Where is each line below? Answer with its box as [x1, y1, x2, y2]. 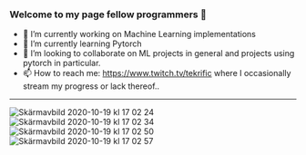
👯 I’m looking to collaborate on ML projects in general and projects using [22, 48, 295, 59]
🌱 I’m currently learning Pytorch [22, 38, 142, 49]
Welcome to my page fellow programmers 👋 [9, 8, 207, 21]
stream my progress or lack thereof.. [22, 81, 160, 92]
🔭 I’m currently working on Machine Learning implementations [22, 29, 257, 40]
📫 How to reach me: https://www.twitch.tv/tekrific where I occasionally [22, 68, 291, 79]
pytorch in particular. [22, 58, 101, 69]
